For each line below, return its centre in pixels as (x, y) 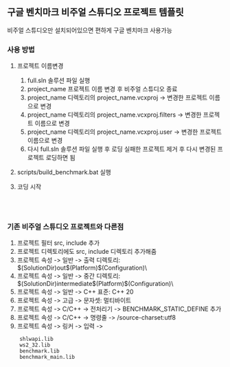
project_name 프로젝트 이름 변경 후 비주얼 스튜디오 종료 (102, 89)
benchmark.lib (39, 351)
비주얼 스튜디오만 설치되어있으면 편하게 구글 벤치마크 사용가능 (90, 30)
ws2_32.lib (35, 345)
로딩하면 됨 (60, 158)
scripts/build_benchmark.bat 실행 (64, 172)
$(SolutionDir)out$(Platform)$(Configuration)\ (82, 268)
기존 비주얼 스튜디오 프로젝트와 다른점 (66, 227)
